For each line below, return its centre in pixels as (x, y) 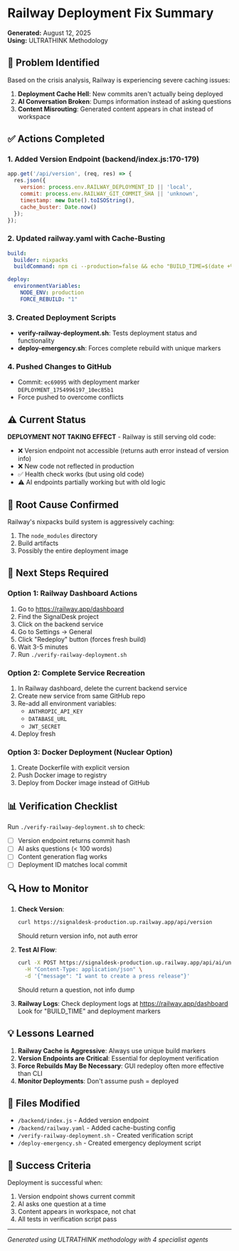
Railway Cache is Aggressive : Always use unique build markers (112, 1050)
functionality (36, 341)
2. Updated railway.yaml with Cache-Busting (86, 239)
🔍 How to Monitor (48, 888)
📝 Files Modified (44, 1103)
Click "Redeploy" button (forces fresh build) (82, 639)
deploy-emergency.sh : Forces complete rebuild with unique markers (119, 348)
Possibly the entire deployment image (73, 551)
